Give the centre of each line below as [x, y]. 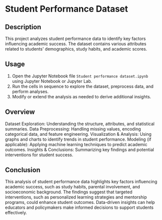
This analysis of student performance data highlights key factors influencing [81, 182]
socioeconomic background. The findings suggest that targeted [69, 192]
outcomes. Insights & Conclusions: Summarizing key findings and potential [80, 149]
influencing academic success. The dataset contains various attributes [76, 44]
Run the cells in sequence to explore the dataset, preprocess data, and [83, 86]
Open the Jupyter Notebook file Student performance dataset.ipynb [80, 76]
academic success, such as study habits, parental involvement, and [73, 187]
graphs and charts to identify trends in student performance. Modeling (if [78, 139]
